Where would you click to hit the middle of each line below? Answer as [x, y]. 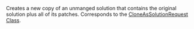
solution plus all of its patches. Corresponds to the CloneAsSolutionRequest [97, 14]
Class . [14, 20]
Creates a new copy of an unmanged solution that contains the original [91, 8]
